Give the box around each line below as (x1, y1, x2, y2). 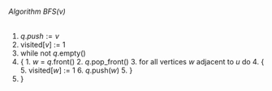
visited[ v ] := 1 (19, 40, 66, 50)
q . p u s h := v (19, 31, 59, 41)
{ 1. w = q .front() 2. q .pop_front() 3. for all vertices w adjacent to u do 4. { (19, 57, 265, 67)
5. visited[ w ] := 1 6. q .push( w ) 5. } (19, 65, 133, 76)
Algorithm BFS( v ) (8, 6, 67, 16)
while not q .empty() (19, 48, 87, 58)
